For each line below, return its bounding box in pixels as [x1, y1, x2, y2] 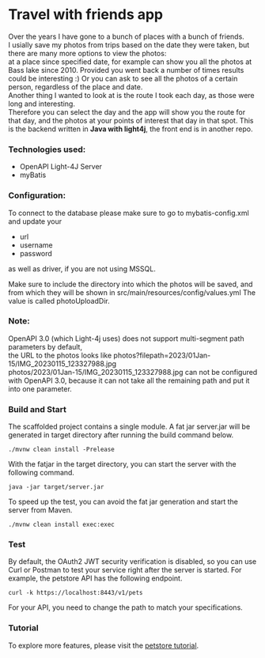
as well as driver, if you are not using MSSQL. [8, 263, 156, 274]
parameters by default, [8, 342, 83, 351]
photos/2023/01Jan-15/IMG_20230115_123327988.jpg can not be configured [8, 367, 258, 376]
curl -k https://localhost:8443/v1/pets [8, 589, 144, 597]
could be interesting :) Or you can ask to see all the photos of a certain [8, 74, 238, 83]
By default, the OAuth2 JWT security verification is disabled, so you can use [8, 557, 257, 566]
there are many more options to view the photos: [8, 48, 167, 58]
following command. [8, 468, 75, 478]
